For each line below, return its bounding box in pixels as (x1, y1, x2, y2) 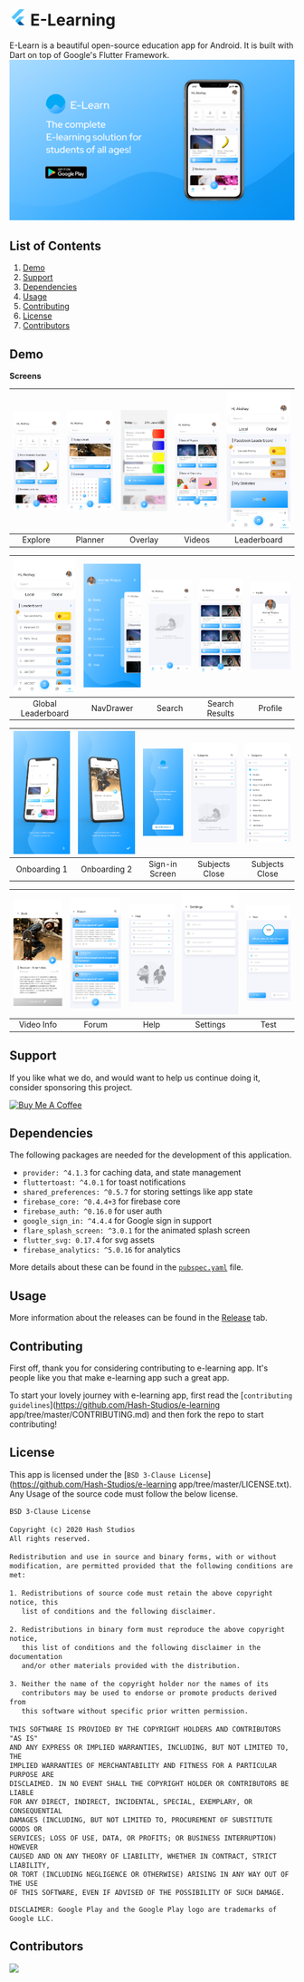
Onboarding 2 (81, 864, 133, 874)
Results (206, 708, 235, 718)
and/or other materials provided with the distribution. (21, 1661, 242, 1670)
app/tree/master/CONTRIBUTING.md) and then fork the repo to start (9, 1410, 264, 1421)
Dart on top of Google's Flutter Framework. (9, 49, 170, 60)
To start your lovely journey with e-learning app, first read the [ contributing (9, 1390, 292, 1401)
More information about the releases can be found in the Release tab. (9, 1313, 269, 1323)
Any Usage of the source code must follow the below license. (9, 1488, 238, 1499)
